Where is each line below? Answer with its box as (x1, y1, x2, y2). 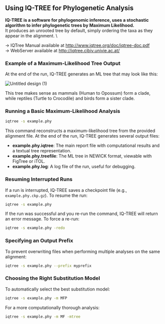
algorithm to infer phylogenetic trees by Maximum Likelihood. (5, 22, 134, 28)
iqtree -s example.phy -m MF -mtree (5, 314, 81, 319)
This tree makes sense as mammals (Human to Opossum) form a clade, (5, 90, 151, 96)
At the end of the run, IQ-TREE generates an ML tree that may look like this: (5, 71, 158, 77)
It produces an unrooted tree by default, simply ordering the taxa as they (5, 27, 153, 34)
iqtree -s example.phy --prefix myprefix (5, 263, 92, 268)
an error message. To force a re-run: (5, 216, 80, 222)
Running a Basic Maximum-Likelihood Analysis (5, 108, 121, 115)
